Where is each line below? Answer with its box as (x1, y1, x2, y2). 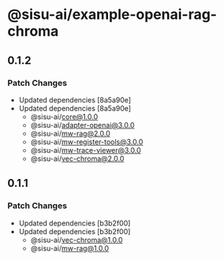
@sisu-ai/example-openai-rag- (7, 6, 218, 24)
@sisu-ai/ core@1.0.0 (30, 112, 99, 121)
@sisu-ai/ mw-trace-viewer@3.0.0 (30, 145, 141, 155)
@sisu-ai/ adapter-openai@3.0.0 (30, 120, 135, 129)
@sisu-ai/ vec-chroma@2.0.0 (30, 154, 125, 163)
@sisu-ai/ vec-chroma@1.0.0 (30, 235, 123, 244)
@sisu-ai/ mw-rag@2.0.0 (30, 129, 111, 138)
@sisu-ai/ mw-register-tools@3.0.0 (30, 136, 144, 147)
